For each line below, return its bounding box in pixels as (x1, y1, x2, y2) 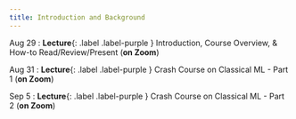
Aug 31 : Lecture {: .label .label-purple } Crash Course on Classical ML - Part (9, 64, 289, 75)
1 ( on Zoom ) (9, 73, 54, 84)
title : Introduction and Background (9, 12, 145, 22)
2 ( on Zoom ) (9, 99, 56, 111)
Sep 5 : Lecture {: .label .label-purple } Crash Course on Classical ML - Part (9, 91, 285, 101)
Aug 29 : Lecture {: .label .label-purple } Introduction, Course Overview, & (9, 37, 278, 48)
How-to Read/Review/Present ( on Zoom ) (9, 46, 160, 58)
